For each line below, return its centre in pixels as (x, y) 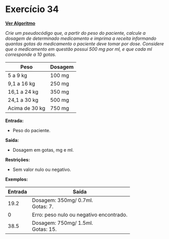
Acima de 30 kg (27, 108)
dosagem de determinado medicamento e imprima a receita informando (81, 38)
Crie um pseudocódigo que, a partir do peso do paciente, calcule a (75, 33)
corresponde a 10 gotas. (31, 54)
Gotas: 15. (45, 229)
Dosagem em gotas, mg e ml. (43, 150)
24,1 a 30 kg (23, 100)
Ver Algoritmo (20, 23)
